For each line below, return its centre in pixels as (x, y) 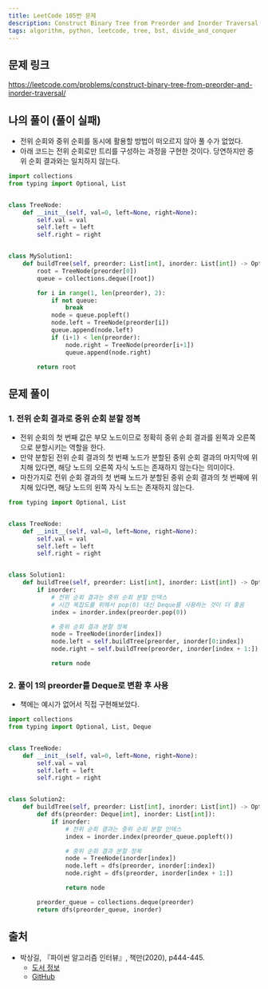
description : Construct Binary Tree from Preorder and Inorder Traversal (134, 23)
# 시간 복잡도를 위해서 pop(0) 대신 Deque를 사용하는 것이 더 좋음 (148, 604)
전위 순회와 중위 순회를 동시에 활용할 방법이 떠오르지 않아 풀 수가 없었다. (131, 141)
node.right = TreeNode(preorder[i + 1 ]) (130, 345)
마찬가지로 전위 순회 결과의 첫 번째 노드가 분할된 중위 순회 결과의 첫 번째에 (134, 477)
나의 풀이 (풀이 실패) (55, 120)
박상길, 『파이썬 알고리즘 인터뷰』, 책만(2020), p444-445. (112, 957)
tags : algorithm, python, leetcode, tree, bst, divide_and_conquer (123, 30)
